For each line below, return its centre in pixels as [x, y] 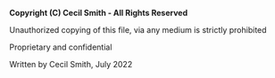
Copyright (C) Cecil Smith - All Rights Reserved [99, 13]
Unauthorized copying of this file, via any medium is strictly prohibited [138, 30]
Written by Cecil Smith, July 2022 [71, 64]
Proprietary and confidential [61, 47]
